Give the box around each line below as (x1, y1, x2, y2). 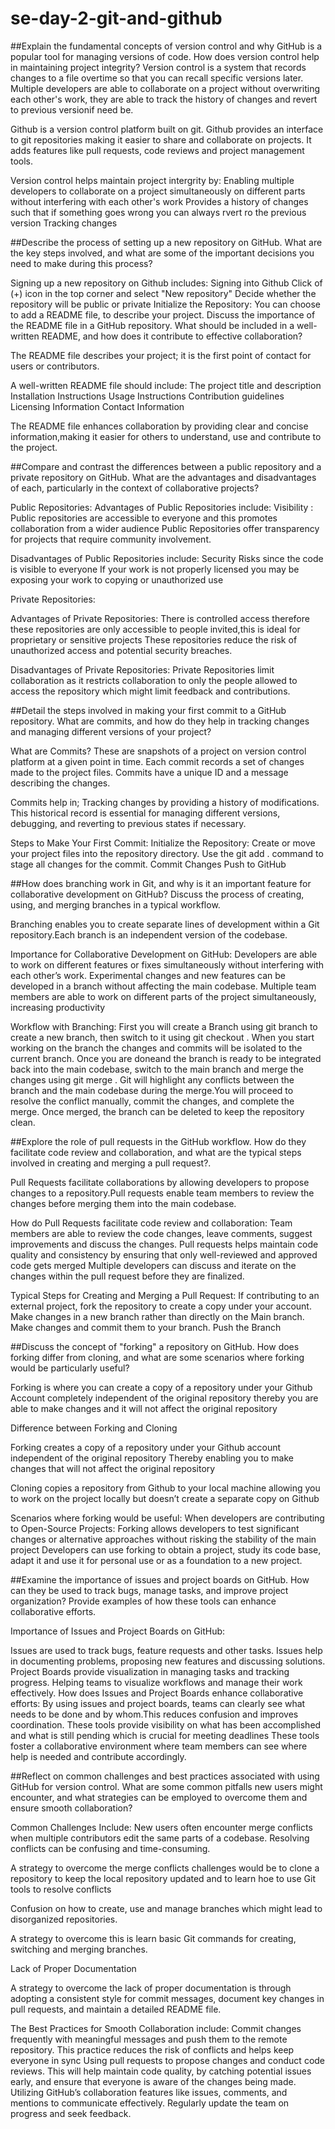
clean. (10, 1116, 36, 1128)
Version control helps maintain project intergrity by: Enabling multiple (10, 174, 295, 186)
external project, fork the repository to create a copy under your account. (10, 1300, 312, 1312)
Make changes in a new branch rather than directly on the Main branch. (10, 1310, 305, 1322)
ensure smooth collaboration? (10, 1802, 133, 1814)
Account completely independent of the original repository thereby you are (10, 1392, 319, 1404)
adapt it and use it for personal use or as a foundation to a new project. (10, 1554, 303, 1566)
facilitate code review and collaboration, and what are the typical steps (10, 1146, 302, 1158)
